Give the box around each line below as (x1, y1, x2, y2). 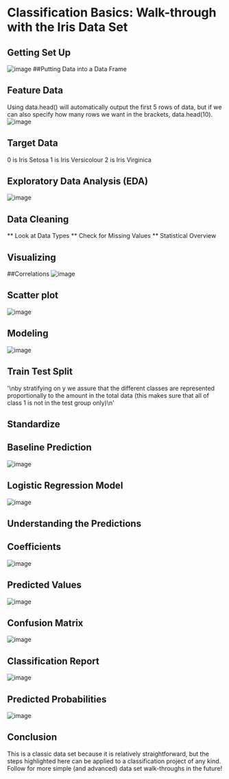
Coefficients (7, 541, 62, 553)
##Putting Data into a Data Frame (33, 65, 127, 73)
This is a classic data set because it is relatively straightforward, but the (7, 750, 209, 758)
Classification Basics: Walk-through (7, 5, 217, 21)
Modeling (7, 328, 49, 339)
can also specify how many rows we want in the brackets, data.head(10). (7, 110, 213, 118)
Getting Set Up (7, 47, 71, 58)
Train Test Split (7, 365, 73, 378)
